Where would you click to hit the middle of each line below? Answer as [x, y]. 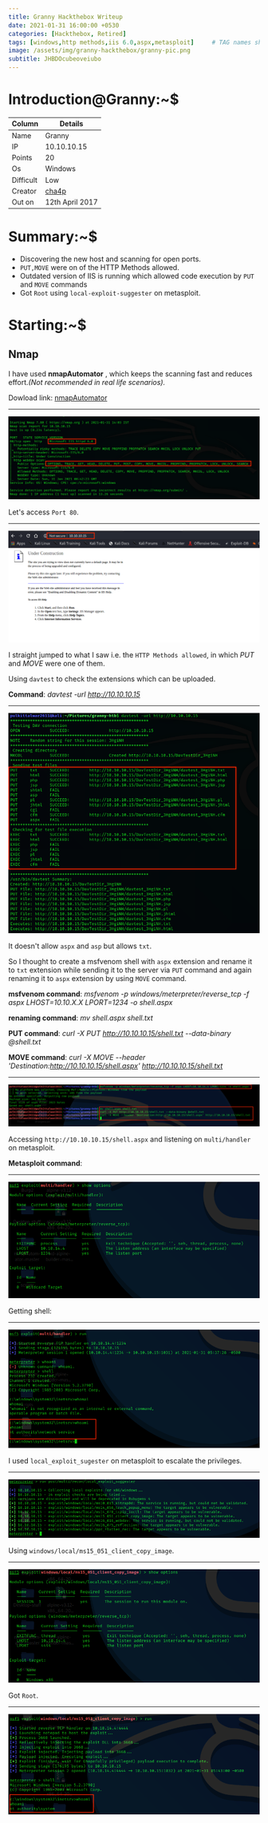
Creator [24, 191]
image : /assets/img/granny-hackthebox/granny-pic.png [100, 51]
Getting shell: [30, 1311]
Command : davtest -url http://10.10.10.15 [75, 694]
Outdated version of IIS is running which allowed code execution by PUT [137, 276]
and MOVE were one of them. [57, 664]
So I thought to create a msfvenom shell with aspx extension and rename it [130, 961]
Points [22, 158]
